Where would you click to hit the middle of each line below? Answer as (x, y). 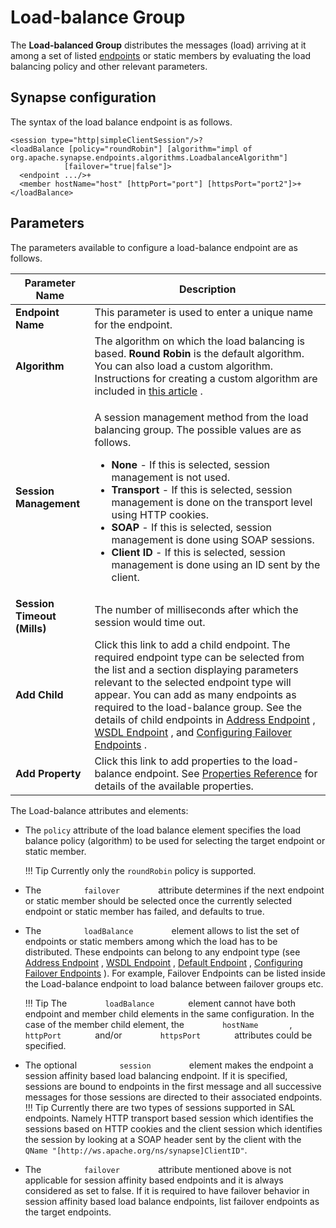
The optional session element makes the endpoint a (169, 1065)
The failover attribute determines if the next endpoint (174, 890)
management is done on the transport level (212, 502)
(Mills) (31, 628)
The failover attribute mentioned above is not (158, 1169)
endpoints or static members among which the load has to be (151, 941)
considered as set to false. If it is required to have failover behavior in (167, 1190)
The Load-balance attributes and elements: (99, 810)
